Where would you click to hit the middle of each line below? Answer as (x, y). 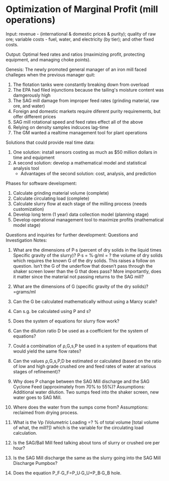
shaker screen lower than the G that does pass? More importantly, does (87, 271)
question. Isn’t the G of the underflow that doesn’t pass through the (83, 266)
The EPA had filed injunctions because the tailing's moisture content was (88, 90)
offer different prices (34, 116)
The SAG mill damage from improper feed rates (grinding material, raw (86, 100)
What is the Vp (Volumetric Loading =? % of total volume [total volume (86, 422)
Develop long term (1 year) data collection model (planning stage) (81, 214)
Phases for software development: (41, 183)
